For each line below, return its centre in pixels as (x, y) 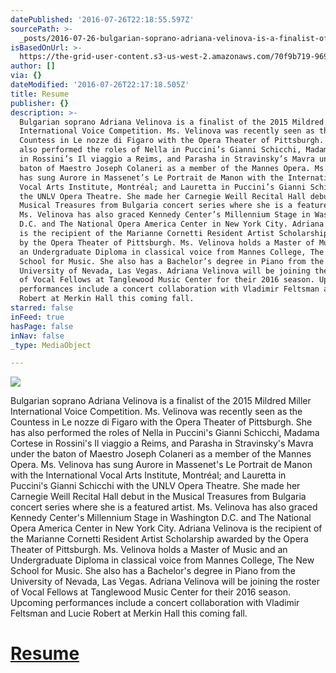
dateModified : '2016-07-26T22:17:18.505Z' (100, 85)
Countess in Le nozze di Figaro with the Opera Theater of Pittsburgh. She (161, 422)
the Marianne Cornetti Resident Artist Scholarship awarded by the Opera (159, 539)
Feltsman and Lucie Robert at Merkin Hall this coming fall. (129, 613)
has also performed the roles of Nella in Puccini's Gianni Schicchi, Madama (165, 433)
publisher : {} (40, 103)
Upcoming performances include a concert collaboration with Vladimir (155, 603)
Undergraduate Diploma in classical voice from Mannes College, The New (162, 560)
